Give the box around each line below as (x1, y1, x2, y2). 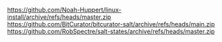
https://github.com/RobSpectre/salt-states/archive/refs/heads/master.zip (7, 27, 215, 35)
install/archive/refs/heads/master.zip (7, 13, 112, 21)
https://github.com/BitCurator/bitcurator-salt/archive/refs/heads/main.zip (7, 20, 215, 28)
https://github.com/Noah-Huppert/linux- (7, 6, 122, 14)
